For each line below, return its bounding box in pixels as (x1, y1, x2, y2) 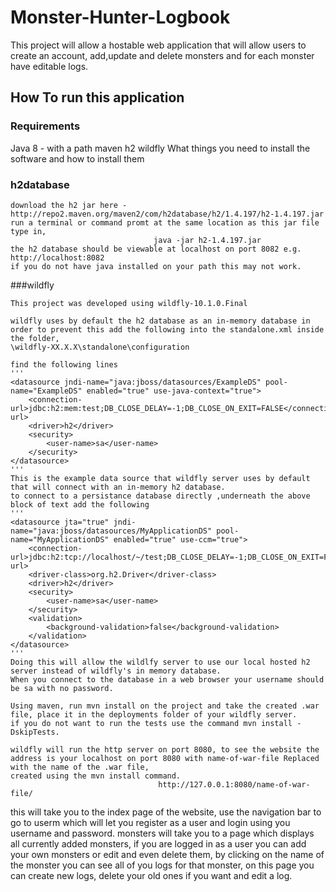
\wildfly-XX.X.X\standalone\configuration (10, 342, 190, 352)
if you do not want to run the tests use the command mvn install (10, 718, 293, 728)
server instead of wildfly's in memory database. (10, 666, 222, 676)
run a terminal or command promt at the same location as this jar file (10, 217, 320, 228)
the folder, (10, 333, 60, 343)
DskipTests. (10, 727, 60, 737)
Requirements (10, 119, 81, 133)
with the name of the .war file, (10, 762, 150, 772)
